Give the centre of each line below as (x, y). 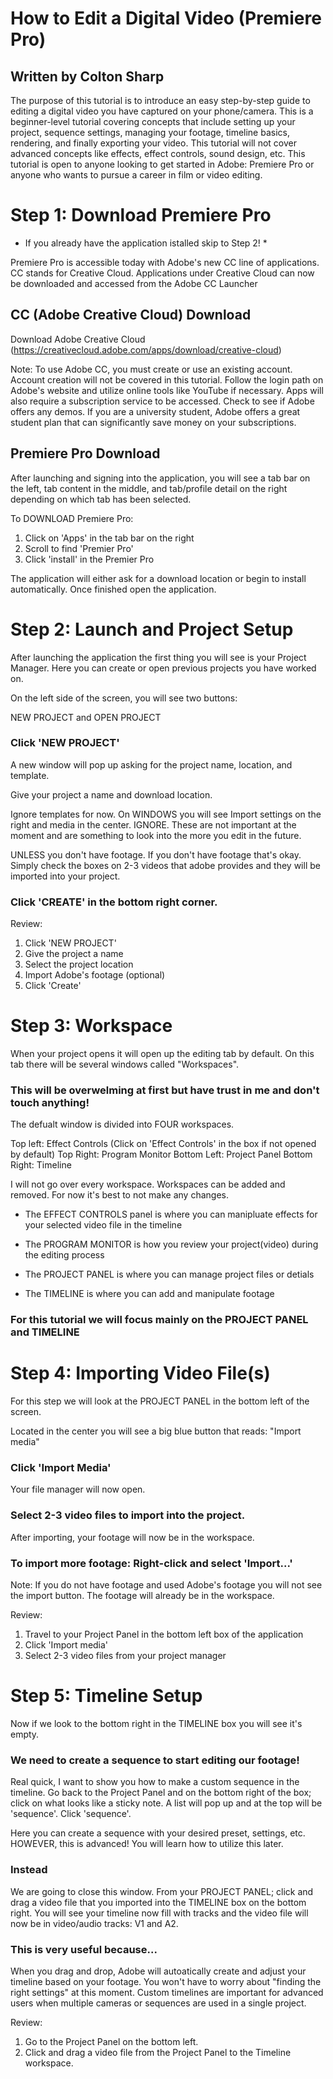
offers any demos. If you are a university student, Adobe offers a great (155, 411)
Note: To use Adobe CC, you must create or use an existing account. (151, 369)
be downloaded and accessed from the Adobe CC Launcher (134, 283)
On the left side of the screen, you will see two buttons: (124, 698)
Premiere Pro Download (85, 453)
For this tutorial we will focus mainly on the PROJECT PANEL (159, 1320)
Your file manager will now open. (78, 1489)
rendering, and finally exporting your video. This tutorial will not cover (153, 143)
